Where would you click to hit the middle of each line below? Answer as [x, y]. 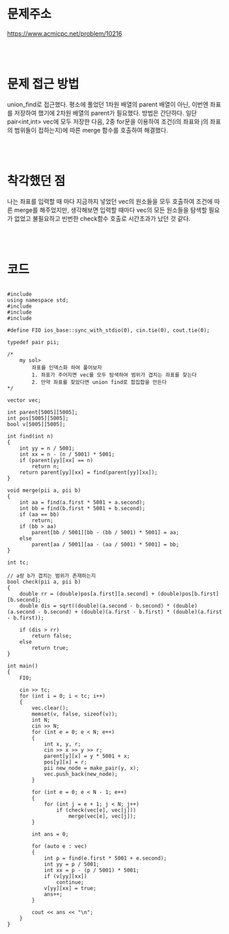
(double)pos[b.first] [188, 594]
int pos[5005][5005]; [38, 418]
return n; [46, 466]
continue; [70, 882]
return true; [50, 648]
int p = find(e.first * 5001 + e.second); [105, 858]
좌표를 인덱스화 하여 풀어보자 [67, 367]
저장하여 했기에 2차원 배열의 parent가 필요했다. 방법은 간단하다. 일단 [106, 113]
